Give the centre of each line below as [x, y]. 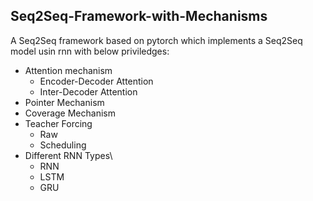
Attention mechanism [68, 70]
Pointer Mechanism [64, 102]
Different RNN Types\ [68, 155]
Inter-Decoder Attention [88, 91]
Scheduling [63, 145]
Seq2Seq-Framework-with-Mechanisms [139, 16]
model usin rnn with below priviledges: [90, 51]
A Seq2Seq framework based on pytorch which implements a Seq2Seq [156, 40]
